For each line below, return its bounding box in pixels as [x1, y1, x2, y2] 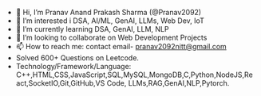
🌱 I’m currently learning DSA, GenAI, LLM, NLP [15, 25, 169, 33]
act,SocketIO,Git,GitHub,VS [15, 79, 105, 87]
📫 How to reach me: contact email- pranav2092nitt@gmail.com [15, 42, 227, 51]
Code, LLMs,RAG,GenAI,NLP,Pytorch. [106, 79, 230, 87]
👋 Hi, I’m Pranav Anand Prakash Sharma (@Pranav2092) [15, 8, 202, 17]
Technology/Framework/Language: [15, 62, 132, 71]
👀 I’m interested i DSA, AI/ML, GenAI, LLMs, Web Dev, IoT [15, 16, 205, 25]
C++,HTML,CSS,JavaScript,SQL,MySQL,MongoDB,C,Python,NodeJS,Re [15, 70, 253, 79]
